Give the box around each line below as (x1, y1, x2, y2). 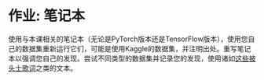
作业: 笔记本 (8, 7, 85, 25)
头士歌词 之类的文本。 (8, 63, 77, 72)
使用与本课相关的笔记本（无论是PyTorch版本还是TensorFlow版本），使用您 (8, 34, 248, 43)
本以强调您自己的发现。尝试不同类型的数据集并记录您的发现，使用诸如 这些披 (8, 54, 256, 63)
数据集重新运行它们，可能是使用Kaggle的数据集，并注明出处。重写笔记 (21, 43, 251, 53)
